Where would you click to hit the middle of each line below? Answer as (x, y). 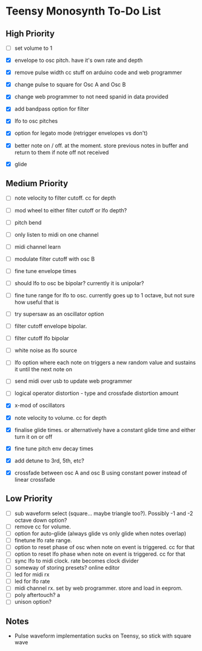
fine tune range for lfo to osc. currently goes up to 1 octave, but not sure (105, 295)
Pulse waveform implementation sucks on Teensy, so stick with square (103, 636)
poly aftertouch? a (37, 595)
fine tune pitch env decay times (54, 448)
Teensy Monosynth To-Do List (83, 11)
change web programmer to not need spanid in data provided (91, 97)
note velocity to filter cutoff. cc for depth (65, 198)
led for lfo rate (32, 581)
